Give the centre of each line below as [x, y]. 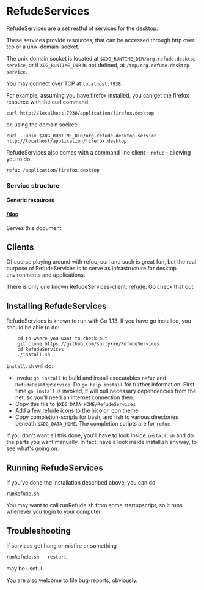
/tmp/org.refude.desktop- [159, 66]
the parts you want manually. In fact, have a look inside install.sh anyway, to [102, 442]
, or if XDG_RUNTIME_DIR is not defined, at [75, 65]
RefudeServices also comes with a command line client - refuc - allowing [99, 152]
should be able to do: [33, 328]
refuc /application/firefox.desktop [53, 170]
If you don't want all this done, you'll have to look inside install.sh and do [100, 435]
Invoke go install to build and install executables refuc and [91, 378]
